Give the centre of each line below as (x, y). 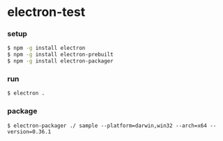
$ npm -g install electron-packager (60, 61)
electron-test (46, 12)
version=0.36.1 (29, 132)
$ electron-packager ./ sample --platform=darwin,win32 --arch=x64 (107, 126)
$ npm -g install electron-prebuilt (60, 55)
